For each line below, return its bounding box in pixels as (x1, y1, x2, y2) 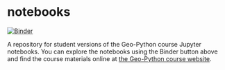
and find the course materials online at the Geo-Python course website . (7, 54, 212, 62)
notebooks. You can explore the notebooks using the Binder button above (7, 47, 218, 56)
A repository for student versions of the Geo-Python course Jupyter (7, 40, 201, 48)
